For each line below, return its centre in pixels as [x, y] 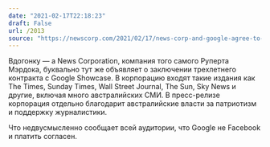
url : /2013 [27, 31]
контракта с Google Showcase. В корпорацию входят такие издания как [132, 78]
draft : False [30, 23]
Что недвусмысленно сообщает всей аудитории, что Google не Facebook [135, 128]
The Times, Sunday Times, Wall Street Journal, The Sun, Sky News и [123, 87]
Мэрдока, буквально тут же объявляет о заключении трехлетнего [123, 70]
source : [21, 38]
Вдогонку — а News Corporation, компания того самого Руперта [119, 61]
